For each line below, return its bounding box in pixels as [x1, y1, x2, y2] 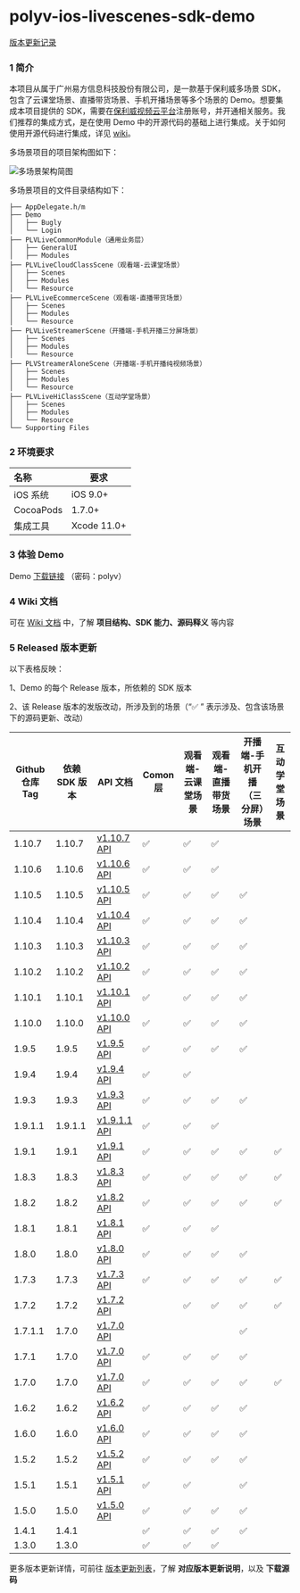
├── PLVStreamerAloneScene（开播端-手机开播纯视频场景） [9, 360, 207, 369]
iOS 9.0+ [71, 488, 109, 501]
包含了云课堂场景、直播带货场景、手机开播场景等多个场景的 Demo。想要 [9, 95, 276, 105]
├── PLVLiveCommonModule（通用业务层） [9, 236, 148, 245]
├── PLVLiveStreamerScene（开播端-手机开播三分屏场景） [9, 327, 203, 336]
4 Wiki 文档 [9, 595, 58, 608]
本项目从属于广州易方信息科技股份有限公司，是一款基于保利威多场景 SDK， [9, 83, 286, 95]
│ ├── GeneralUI [9, 244, 78, 253]
